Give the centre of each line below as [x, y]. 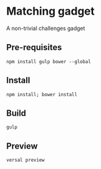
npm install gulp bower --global [49, 62]
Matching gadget [50, 11]
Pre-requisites [34, 47]
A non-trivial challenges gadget [46, 28]
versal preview [26, 160]
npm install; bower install [42, 94]
